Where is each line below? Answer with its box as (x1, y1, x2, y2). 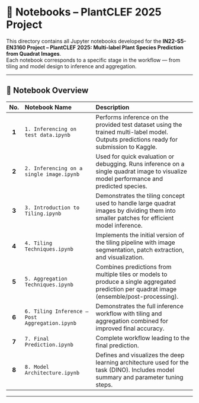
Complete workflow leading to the (95, 334, 190, 342)
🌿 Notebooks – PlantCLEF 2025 (6, 5, 162, 19)
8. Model (24, 363, 49, 370)
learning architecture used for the (95, 358, 189, 366)
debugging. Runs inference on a (95, 159, 185, 168)
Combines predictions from (95, 263, 172, 271)
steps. (95, 380, 113, 389)
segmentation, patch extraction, (95, 245, 185, 254)
